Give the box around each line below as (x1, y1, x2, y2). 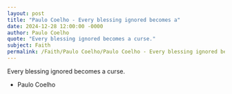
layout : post (7, 10, 45, 17)
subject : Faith (7, 42, 51, 49)
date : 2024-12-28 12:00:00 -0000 (7, 23, 104, 30)
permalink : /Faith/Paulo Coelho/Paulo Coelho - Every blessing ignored (7, 49, 217, 56)
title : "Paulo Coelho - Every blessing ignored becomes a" (7, 16, 181, 23)
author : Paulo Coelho (7, 29, 70, 36)
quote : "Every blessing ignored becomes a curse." (7, 36, 156, 43)
